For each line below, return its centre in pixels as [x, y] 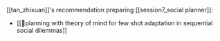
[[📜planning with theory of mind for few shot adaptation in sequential [114, 23]
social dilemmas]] [42, 30]
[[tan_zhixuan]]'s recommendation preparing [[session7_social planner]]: [110, 10]
